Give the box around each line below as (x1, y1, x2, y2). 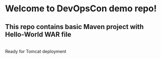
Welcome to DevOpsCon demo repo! (5, 3, 157, 14)
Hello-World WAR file (5, 30, 72, 38)
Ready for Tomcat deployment (5, 49, 66, 54)
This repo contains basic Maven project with (5, 23, 144, 31)
